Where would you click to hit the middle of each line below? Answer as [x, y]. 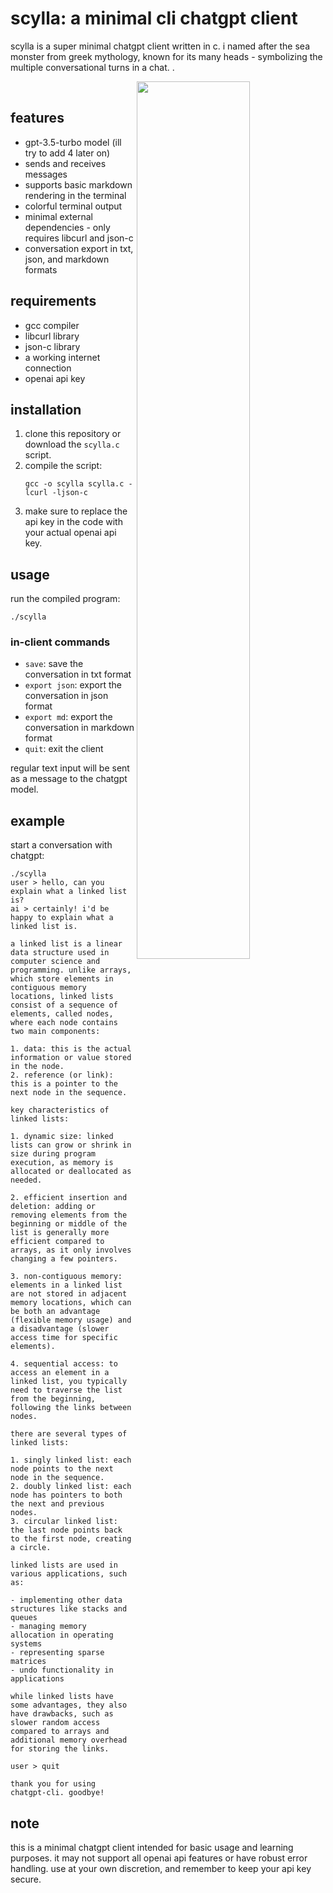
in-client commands [60, 642]
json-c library [52, 346]
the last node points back [66, 1530]
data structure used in [60, 953]
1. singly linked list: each [71, 1460]
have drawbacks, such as [62, 1714]
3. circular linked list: [64, 1522]
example [38, 820]
